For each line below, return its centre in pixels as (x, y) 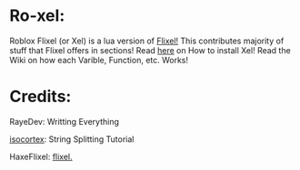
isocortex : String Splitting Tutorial (72, 139)
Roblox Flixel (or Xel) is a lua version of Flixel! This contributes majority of (147, 41)
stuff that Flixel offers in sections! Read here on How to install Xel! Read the (150, 50)
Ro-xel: (37, 16)
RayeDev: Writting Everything (65, 121)
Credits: (40, 97)
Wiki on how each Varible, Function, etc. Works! (99, 60)
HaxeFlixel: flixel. (41, 156)
